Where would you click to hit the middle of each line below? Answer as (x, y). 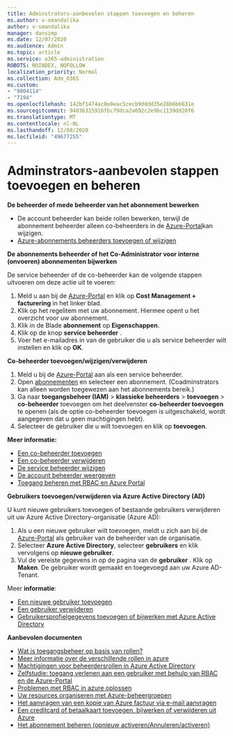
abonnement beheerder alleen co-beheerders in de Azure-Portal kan (115, 226)
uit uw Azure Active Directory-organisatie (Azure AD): (84, 517)
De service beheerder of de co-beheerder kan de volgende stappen (105, 275)
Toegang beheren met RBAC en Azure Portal (81, 483)
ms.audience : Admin (35, 46)
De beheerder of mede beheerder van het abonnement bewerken (103, 205)
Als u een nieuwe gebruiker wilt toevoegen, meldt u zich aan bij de (112, 531)
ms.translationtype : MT (42, 117)
